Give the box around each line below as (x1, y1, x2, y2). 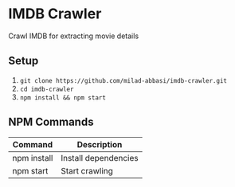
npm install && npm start (19, 93, 106, 102)
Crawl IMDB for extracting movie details (8, 31, 139, 41)
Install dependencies (61, 152, 139, 163)
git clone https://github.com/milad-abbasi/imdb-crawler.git (19, 76, 228, 84)
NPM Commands (8, 115, 94, 129)
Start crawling (61, 165, 114, 176)
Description (76, 138, 123, 150)
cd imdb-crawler (19, 85, 74, 93)
